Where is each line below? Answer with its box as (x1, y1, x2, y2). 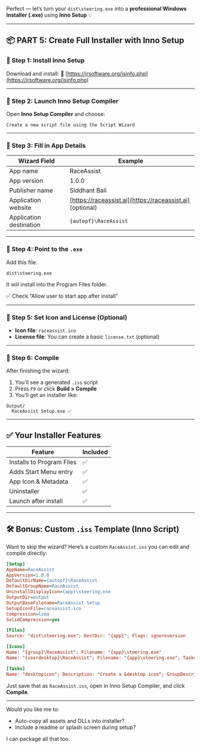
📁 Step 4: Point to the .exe (6, 245, 83, 254)
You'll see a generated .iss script (14, 379, 98, 386)
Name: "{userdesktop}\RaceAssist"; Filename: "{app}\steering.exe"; (6, 655, 181, 661)
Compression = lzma (6, 611, 50, 617)
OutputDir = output (6, 594, 50, 600)
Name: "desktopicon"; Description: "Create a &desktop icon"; (6, 671, 165, 677)
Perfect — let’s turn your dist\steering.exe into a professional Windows (6, 5, 187, 12)
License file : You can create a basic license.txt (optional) (14, 333, 160, 340)
